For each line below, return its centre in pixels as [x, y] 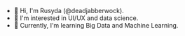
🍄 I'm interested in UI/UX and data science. [76, 18]
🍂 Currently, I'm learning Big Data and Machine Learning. [96, 25]
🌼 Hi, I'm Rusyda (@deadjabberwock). [69, 11]
